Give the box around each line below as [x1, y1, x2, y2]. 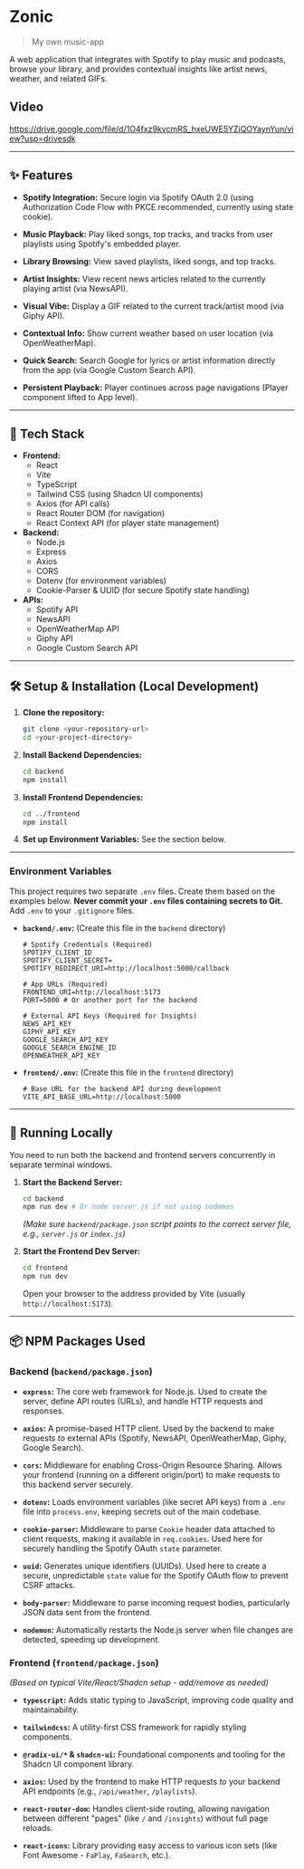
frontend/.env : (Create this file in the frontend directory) [22, 1067, 234, 1078]
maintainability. [22, 1704, 80, 1715]
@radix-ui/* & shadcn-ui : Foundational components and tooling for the [22, 1749, 286, 1760]
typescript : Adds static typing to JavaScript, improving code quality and [22, 1695, 294, 1706]
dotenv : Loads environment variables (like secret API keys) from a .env [22, 1496, 286, 1507]
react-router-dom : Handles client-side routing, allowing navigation [22, 1804, 270, 1815]
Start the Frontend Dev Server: [22, 1246, 141, 1257]
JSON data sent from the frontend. [22, 1606, 152, 1617]
